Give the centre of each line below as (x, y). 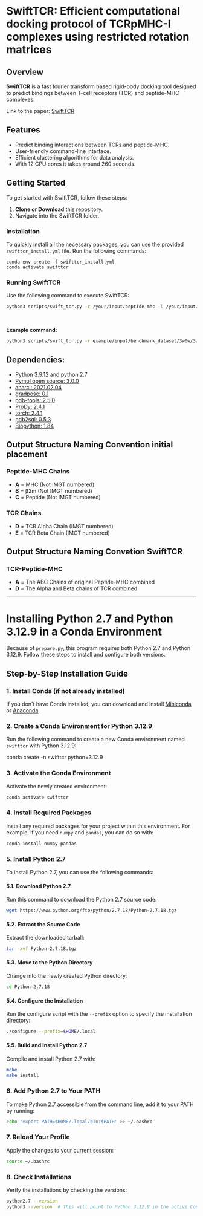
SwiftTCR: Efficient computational (93, 11)
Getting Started (36, 183)
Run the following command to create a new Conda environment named (96, 740)
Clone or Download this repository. (59, 209)
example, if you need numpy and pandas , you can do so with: (80, 832)
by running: (21, 1110)
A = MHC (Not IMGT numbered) (55, 484)
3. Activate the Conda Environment (59, 773)
